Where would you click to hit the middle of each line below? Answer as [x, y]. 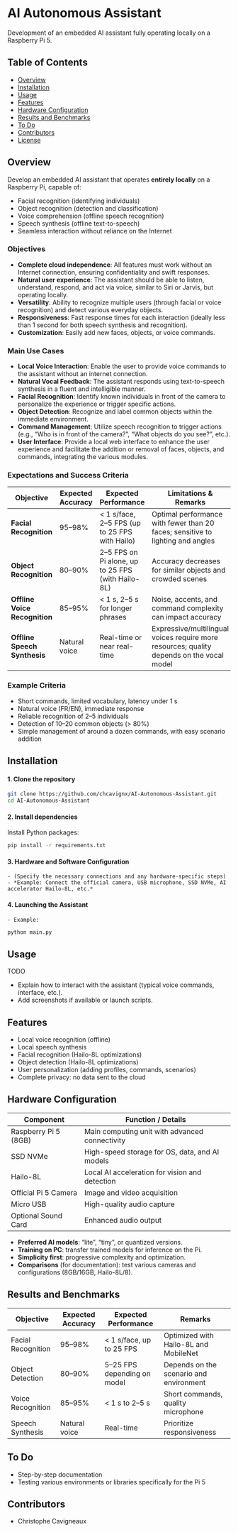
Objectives [27, 249]
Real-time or [121, 638]
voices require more [185, 638]
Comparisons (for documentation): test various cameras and [107, 1264]
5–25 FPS [121, 1365]
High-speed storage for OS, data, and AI [152, 1152]
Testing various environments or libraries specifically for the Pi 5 [112, 1482]
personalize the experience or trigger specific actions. [97, 404]
